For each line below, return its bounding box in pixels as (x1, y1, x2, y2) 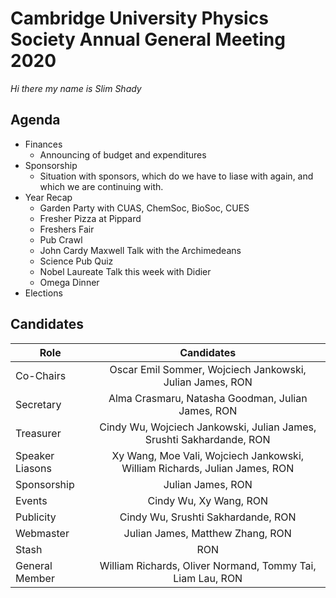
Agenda (10, 112, 61, 129)
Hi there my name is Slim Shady (10, 82, 142, 94)
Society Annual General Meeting (10, 28, 286, 51)
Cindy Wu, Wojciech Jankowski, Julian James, (99, 420, 317, 434)
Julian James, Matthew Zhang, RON (123, 526, 292, 540)
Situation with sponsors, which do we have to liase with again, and (39, 170, 314, 182)
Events (15, 493, 48, 507)
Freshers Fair (39, 223, 95, 235)
